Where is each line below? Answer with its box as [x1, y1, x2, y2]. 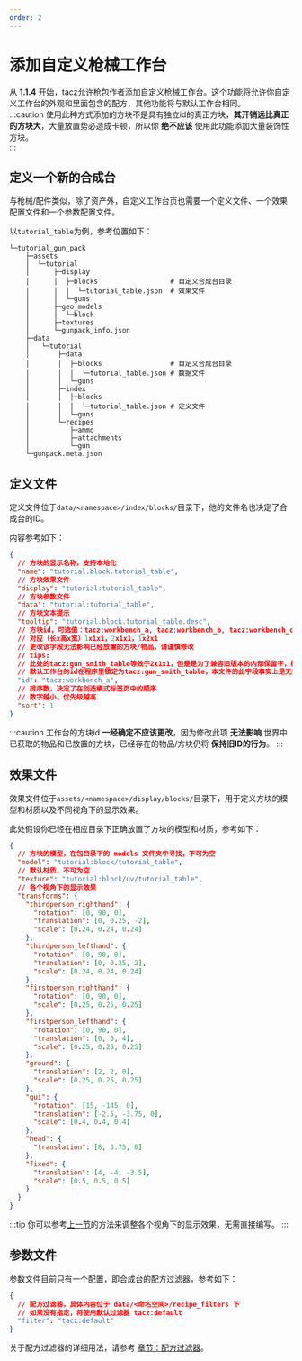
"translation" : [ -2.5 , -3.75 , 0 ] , [32, 1110, 164, 1119]
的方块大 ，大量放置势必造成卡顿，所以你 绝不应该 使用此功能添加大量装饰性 [9, 120, 289, 131]
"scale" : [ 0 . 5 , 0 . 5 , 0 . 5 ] [32, 1176, 130, 1185]
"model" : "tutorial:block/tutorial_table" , [17, 858, 182, 867]
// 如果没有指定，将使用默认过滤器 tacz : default [17, 1308, 182, 1317]
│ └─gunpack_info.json [25, 326, 130, 335]
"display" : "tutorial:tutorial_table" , [17, 583, 167, 593]
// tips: [17, 651, 50, 660]
